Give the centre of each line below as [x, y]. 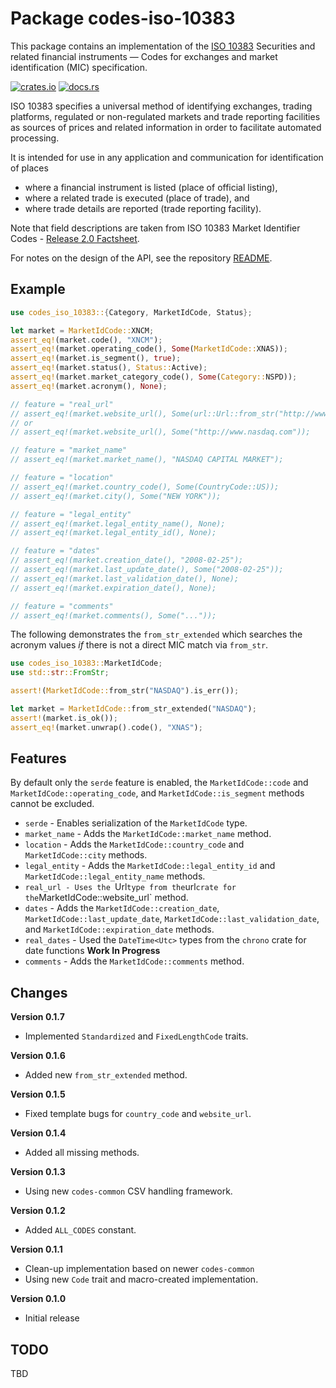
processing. [35, 138]
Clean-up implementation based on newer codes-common [139, 1269]
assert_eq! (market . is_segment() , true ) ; [96, 358]
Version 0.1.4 [38, 1133]
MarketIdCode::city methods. [86, 855]
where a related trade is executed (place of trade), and [137, 198]
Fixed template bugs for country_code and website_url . [138, 1114]
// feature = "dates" [55, 551]
